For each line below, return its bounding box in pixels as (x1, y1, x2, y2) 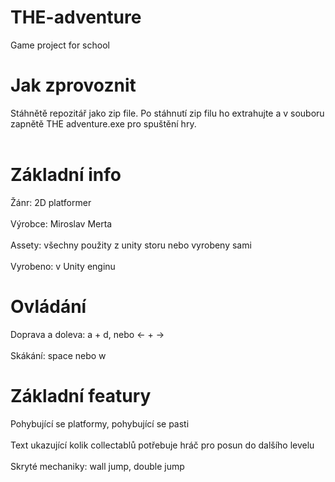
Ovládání (10, 296, 87, 318)
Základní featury (10, 384, 152, 407)
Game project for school (10, 39, 110, 51)
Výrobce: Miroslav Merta (10, 217, 113, 230)
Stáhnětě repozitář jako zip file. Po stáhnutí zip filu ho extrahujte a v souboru (10, 107, 325, 119)
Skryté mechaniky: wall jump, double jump (10, 460, 185, 472)
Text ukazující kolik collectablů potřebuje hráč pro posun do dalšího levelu (10, 439, 315, 451)
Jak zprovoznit (10, 74, 137, 97)
